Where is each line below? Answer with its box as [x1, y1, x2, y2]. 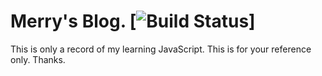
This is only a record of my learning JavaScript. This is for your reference [10, 43, 312, 55]
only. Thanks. [10, 53, 66, 65]
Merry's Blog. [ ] [10, 10, 256, 33]
